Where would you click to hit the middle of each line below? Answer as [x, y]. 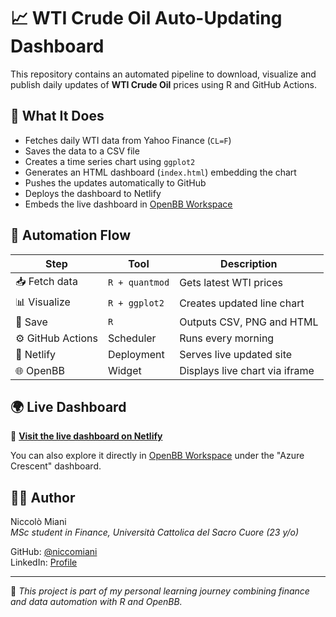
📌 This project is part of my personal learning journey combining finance [160, 591]
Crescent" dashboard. [56, 466]
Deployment [136, 354]
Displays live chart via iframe [247, 370]
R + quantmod [138, 283]
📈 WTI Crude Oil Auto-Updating [146, 18]
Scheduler [132, 338]
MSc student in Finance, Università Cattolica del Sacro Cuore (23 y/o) [155, 532]
